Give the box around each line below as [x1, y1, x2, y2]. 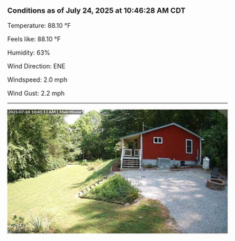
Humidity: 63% [7, 48, 51, 57]
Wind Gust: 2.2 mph [7, 89, 65, 98]
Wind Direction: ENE [7, 62, 66, 71]
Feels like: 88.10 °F [7, 35, 61, 43]
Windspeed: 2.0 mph [7, 75, 68, 84]
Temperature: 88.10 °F [7, 22, 71, 30]
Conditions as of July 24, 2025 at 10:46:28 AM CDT [7, 6, 186, 15]
